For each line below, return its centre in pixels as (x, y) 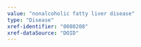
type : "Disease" (31, 20)
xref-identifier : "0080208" (48, 26)
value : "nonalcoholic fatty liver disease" (71, 13)
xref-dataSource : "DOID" (43, 33)
